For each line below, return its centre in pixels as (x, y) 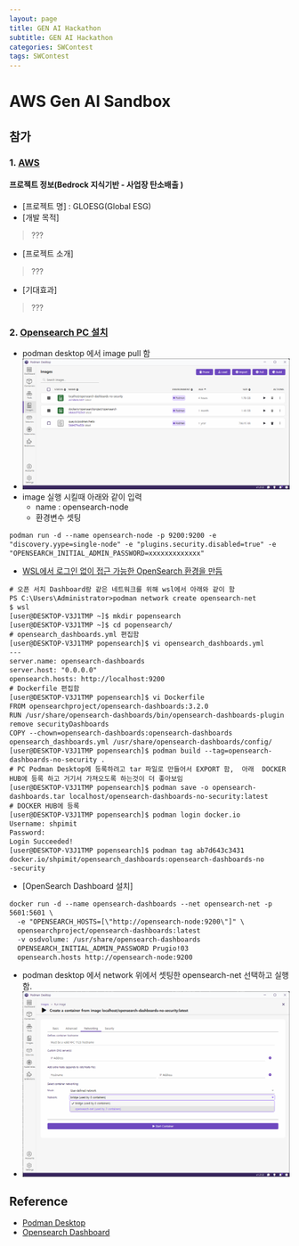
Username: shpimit (43, 824)
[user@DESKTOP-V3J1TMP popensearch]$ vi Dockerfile (107, 698)
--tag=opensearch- (238, 751)
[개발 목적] (40, 217)
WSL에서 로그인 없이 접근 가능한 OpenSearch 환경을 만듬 (122, 571)
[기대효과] (40, 289)
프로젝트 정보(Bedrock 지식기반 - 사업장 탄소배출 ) (97, 185)
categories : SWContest (51, 47)
